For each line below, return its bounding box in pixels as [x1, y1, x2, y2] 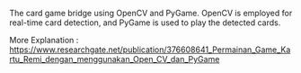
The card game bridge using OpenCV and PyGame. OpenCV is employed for [9, 8, 293, 18]
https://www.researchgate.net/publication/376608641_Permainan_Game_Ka [9, 44, 291, 55]
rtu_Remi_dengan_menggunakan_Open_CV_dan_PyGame [9, 54, 220, 64]
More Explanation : [9, 35, 79, 45]
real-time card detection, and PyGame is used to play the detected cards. [9, 17, 281, 28]
